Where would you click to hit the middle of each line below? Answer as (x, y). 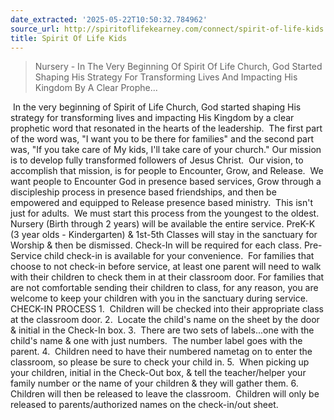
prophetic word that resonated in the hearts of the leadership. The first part (166, 128)
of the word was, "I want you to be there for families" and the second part (162, 139)
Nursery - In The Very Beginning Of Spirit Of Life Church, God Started (178, 67)
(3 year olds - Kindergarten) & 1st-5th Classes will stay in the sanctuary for (164, 235)
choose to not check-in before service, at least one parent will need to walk (166, 267)
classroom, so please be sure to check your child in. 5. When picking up (160, 362)
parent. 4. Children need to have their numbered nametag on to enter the (161, 352)
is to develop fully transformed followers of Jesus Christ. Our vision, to (157, 160)
